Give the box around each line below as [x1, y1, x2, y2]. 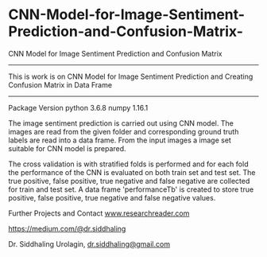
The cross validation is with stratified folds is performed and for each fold [8, 159, 249, 169]
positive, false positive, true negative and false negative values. [8, 193, 216, 202]
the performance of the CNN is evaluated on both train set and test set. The [8, 167, 256, 177]
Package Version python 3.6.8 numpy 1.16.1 [8, 103, 149, 112]
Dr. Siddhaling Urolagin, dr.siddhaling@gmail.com [8, 239, 171, 248]
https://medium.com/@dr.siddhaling [8, 224, 126, 233]
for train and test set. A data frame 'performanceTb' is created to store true [8, 185, 254, 194]
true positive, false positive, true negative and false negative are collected [8, 176, 250, 185]
